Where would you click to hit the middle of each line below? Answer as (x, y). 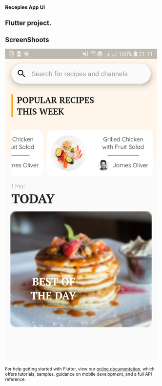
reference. (15, 379)
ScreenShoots (27, 40)
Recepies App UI (25, 7)
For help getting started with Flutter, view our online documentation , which (80, 369)
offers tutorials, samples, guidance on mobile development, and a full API (79, 374)
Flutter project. (28, 23)
